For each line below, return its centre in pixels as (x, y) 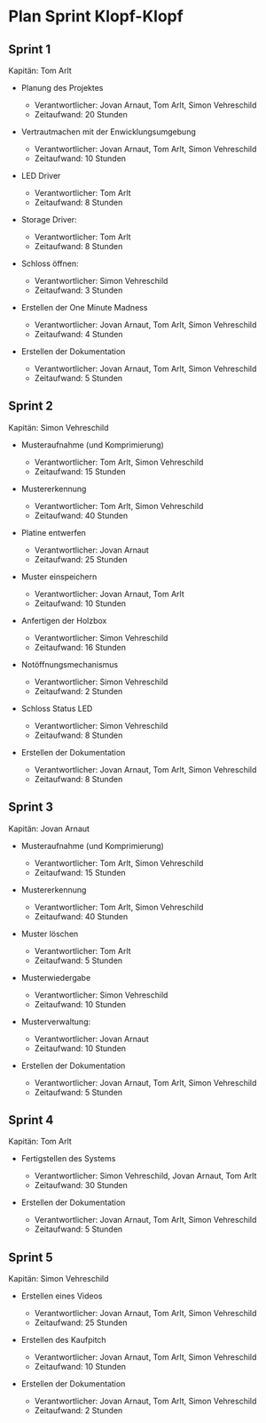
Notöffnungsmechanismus (70, 664)
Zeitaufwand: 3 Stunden (78, 290)
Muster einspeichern (59, 577)
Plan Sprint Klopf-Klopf (96, 16)
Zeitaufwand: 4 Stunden (78, 334)
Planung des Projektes (62, 88)
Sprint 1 (30, 49)
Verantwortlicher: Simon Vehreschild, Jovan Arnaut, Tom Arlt (145, 1176)
